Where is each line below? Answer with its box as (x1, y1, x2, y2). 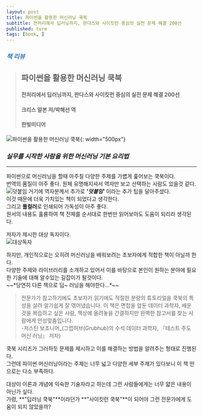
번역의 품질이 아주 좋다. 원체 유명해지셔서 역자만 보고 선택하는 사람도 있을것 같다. (6, 180, 196, 187)
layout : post (6, 8, 39, 15)
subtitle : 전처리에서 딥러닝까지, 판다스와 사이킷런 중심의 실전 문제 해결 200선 (6, 20, 182, 26)
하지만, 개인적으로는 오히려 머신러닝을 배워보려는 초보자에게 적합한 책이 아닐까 (6, 252, 190, 259)
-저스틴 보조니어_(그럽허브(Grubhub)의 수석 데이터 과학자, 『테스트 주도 (21, 325, 192, 332)
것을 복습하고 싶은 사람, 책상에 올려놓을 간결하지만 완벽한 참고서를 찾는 (21, 310, 187, 317)
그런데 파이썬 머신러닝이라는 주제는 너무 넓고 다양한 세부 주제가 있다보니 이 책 (6, 360, 188, 368)
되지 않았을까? (17, 403, 51, 411)
